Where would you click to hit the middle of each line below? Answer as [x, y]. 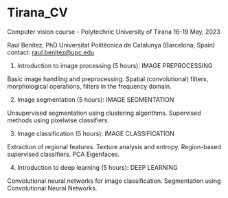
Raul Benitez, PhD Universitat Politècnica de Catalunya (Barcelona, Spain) [111, 45]
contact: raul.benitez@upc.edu [51, 52]
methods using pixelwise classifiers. [58, 120]
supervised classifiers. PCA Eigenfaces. [64, 154]
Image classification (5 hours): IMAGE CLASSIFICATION [96, 133]
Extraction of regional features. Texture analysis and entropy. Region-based [114, 146]
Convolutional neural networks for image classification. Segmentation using [114, 181]
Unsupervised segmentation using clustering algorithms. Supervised [104, 113]
